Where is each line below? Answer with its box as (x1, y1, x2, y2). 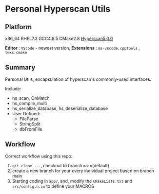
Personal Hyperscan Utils (5, 3, 111, 15)
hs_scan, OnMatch (12, 95, 50, 101)
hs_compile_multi (12, 100, 47, 106)
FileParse (19, 116, 39, 122)
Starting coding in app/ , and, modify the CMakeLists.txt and (12, 178, 133, 184)
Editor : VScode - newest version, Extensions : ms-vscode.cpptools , (5, 45, 140, 51)
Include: (5, 86, 21, 91)
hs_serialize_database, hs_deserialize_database (12, 106, 108, 111)
